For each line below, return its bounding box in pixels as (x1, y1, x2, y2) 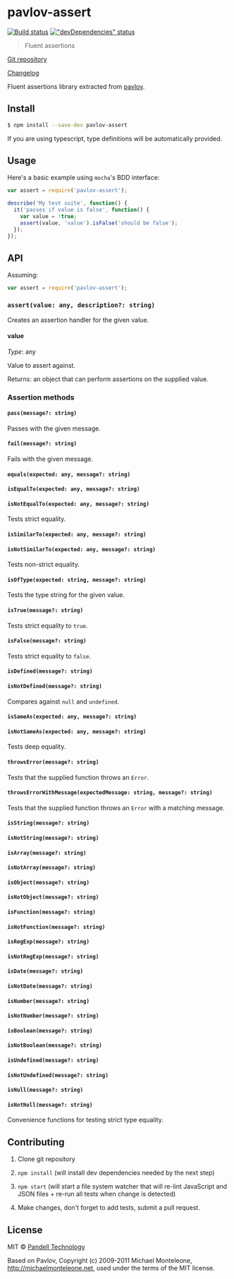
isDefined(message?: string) (7, 668, 93, 675)
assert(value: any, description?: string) (7, 301, 155, 309)
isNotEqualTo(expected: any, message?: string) (7, 500, 150, 508)
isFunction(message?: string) (7, 908, 97, 916)
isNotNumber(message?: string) (7, 1012, 99, 1020)
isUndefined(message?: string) (7, 1057, 99, 1064)
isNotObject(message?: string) (7, 894, 99, 901)
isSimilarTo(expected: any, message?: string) (7, 531, 147, 539)
